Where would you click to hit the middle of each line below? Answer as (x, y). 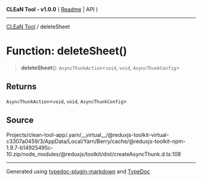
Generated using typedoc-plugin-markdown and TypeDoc (78, 171)
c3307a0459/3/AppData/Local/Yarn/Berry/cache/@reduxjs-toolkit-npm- (96, 141)
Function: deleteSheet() (67, 51)
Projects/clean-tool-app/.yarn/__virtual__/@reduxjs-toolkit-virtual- (88, 135)
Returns (22, 87)
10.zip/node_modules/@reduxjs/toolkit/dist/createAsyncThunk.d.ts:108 (94, 154)
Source (20, 120)
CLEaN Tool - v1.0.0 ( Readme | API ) (52, 9)
